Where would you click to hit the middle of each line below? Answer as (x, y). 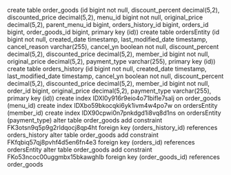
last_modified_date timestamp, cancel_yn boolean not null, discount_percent (115, 76)
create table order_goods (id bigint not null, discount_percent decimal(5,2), (113, 10)
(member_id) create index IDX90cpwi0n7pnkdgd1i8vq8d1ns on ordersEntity (114, 113)
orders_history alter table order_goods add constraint (83, 135)
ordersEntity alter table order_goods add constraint (80, 149)
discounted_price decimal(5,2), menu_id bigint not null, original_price (105, 17)
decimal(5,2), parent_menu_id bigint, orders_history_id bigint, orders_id (108, 25)
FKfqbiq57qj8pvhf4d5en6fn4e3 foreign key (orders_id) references (101, 142)
